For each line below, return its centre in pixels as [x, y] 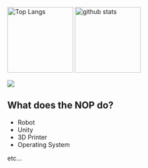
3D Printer [32, 137]
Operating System [43, 144]
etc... [15, 158]
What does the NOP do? [61, 105]
